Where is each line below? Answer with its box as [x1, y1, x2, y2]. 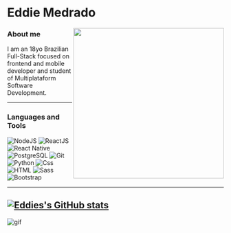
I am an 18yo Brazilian [7, 45, 69, 53]
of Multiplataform [7, 74, 56, 82]
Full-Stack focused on [7, 52, 70, 60]
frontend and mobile [7, 60, 65, 68]
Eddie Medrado [7, 5, 96, 21]
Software [7, 81, 33, 90]
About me [7, 30, 41, 39]
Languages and [7, 112, 60, 122]
